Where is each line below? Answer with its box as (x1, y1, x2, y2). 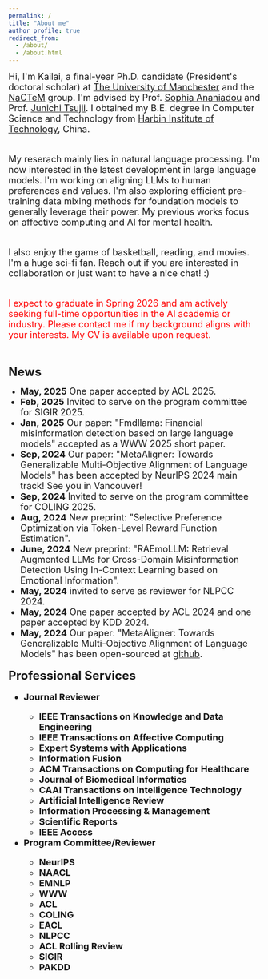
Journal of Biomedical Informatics (38, 774, 187, 785)
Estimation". (19, 533, 71, 544)
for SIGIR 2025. (19, 407, 86, 418)
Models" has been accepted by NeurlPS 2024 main (19, 470, 238, 481)
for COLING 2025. (19, 501, 97, 512)
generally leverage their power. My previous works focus (8, 206, 250, 217)
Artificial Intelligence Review (38, 795, 165, 806)
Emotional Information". (19, 575, 120, 586)
